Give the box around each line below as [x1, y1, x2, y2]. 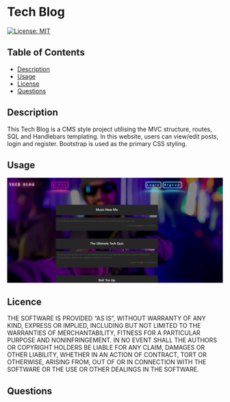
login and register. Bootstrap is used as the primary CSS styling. [7, 139, 188, 147]
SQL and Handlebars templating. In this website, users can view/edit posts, [7, 132, 219, 141]
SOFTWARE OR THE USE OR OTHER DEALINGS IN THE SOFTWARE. [7, 365, 199, 374]
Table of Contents [7, 47, 86, 58]
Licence [7, 296, 42, 307]
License [16, 80, 40, 88]
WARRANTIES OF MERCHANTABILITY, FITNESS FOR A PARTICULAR [7, 329, 201, 337]
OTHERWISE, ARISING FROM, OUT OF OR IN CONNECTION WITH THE [7, 358, 207, 366]
